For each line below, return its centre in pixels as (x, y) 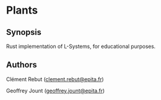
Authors (22, 65)
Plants (22, 10)
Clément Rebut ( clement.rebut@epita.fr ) (55, 79)
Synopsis (24, 32)
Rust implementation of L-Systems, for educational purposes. (81, 46)
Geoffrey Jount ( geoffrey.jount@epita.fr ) (55, 91)
